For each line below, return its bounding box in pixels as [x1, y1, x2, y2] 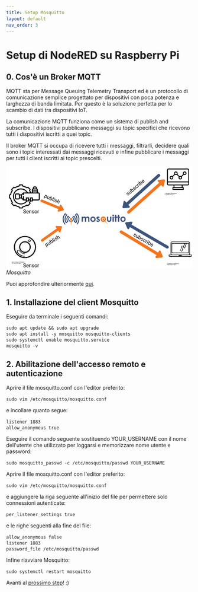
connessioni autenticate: [6, 499, 66, 507]
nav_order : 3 [6, 22, 38, 28]
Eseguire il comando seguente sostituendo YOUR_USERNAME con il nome [6, 435, 187, 443]
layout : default [6, 15, 46, 22]
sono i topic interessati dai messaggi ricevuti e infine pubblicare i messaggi [6, 148, 189, 155]
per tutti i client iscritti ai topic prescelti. [6, 155, 102, 162]
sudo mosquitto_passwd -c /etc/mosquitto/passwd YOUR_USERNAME [6, 460, 165, 466]
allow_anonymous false [6, 534, 62, 540]
